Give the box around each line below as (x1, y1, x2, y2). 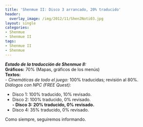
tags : (5, 39, 16, 44)
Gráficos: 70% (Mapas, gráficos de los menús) (5, 66, 100, 72)
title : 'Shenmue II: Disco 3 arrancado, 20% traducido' (5, 7, 121, 12)
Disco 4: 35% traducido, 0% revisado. (12, 107, 89, 112)
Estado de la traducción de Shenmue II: (5, 61, 86, 67)
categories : (5, 25, 29, 30)
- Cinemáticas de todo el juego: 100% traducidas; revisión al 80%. (5, 76, 139, 83)
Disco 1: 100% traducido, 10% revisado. (12, 91, 92, 97)
